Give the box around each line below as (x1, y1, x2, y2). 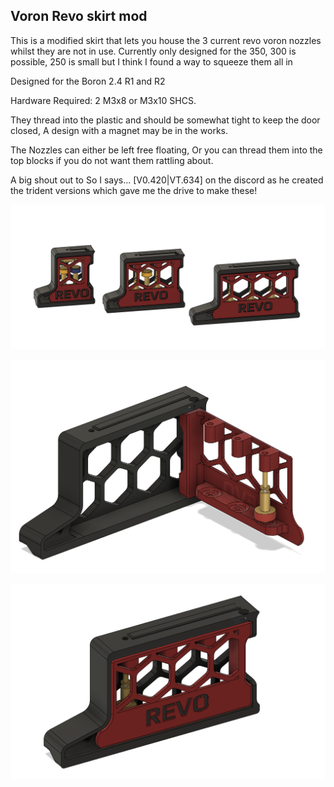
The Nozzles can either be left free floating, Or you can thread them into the (10, 144, 323, 156)
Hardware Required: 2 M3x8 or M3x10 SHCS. (10, 94, 197, 106)
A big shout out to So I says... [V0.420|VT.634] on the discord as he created (10, 174, 324, 186)
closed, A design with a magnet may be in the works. (10, 124, 229, 136)
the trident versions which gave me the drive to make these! (10, 184, 258, 196)
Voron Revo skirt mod (10, 8, 148, 25)
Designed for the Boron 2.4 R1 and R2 (10, 75, 166, 87)
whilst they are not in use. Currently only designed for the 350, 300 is (10, 45, 297, 57)
